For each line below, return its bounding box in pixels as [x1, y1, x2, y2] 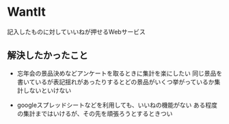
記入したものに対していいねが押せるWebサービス [7, 27, 146, 36]
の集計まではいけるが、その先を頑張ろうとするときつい [16, 109, 173, 117]
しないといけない [23, 86, 72, 95]
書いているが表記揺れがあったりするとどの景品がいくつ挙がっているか [16, 77, 215, 86]
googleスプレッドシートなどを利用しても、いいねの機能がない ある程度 [16, 101, 217, 109]
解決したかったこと [7, 49, 88, 62]
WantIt [7, 4, 46, 20]
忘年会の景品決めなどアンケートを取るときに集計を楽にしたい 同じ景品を [16, 69, 223, 77]
